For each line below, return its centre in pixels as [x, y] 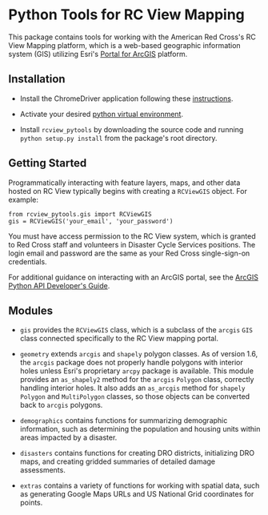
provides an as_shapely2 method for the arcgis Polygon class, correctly [137, 380]
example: [23, 199]
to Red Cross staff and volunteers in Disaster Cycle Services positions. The [132, 244]
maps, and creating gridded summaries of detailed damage [118, 461]
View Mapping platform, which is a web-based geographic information [125, 45]
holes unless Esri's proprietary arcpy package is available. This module [137, 371]
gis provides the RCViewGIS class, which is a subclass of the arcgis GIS [136, 330]
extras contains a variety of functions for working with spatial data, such [140, 485]
